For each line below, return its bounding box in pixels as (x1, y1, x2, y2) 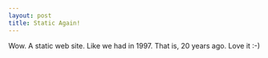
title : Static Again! (8, 19, 81, 27)
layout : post (8, 11, 52, 20)
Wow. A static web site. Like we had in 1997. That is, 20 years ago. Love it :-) (8, 41, 261, 50)
